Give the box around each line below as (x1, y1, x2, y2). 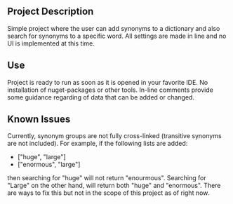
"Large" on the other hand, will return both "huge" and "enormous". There (7, 182, 221, 190)
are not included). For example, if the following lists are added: (7, 140, 188, 148)
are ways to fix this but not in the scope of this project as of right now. (7, 189, 210, 197)
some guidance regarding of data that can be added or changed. (7, 93, 195, 101)
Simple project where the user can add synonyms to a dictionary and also (7, 24, 220, 32)
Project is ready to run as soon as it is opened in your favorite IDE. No (7, 78, 208, 86)
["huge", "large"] (17, 153, 66, 161)
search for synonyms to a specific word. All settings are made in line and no (7, 32, 227, 40)
